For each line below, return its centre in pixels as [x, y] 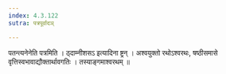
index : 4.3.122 [33, 16]
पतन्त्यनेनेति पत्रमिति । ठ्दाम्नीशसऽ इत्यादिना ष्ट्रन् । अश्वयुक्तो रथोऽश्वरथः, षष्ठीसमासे [113, 53]
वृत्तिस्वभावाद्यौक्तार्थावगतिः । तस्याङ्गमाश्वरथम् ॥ [69, 61]
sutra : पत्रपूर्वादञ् [31, 23]
